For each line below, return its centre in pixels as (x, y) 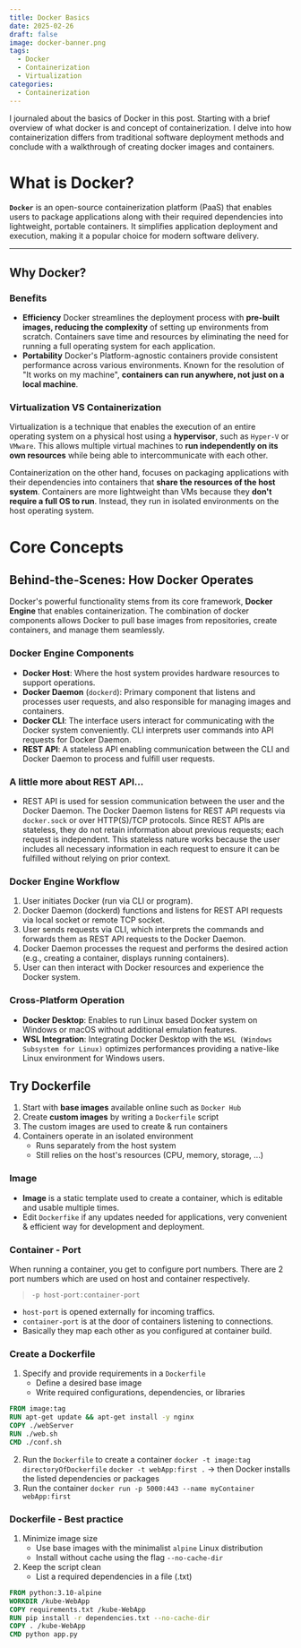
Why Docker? (48, 273)
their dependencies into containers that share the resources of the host (142, 482)
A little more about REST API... (77, 782)
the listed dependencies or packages (90, 1478)
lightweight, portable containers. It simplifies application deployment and (144, 227)
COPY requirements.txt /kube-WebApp (77, 1609)
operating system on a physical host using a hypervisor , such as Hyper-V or (149, 436)
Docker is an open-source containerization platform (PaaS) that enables (141, 208)
